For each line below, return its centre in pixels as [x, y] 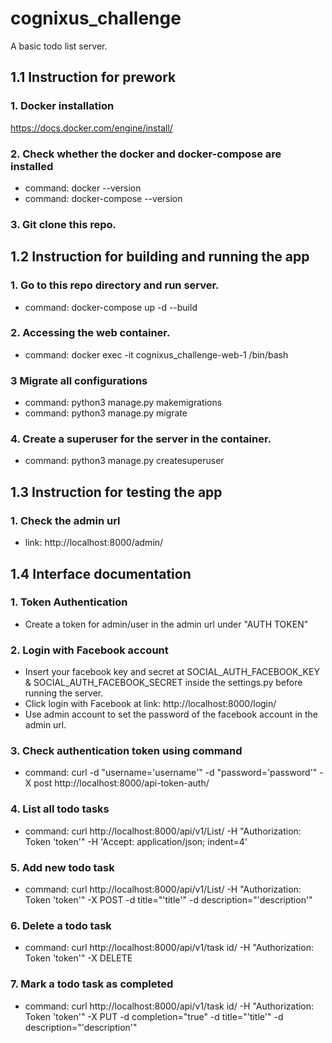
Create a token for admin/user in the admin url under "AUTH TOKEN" [166, 624]
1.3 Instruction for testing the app [116, 492]
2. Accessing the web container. [90, 333]
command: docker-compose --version [103, 198]
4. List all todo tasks [60, 809]
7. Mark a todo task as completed [92, 984]
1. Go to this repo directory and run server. [115, 285]
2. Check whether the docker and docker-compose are [146, 154]
